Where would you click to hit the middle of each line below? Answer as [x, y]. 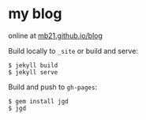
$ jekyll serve [33, 72]
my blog [35, 14]
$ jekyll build [33, 65]
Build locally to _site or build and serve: [73, 51]
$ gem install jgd [38, 101]
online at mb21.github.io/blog [55, 36]
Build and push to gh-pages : [52, 87]
